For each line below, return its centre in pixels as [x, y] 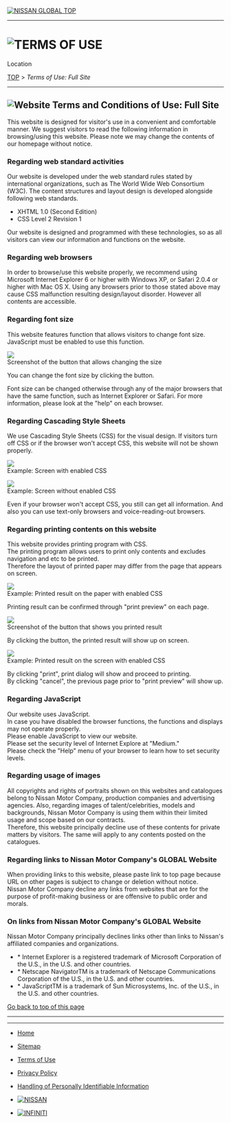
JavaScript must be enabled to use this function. [76, 342]
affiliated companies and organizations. [63, 944]
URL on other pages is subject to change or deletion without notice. [103, 882]
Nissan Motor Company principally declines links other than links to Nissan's [115, 936]
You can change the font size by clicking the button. [81, 375]
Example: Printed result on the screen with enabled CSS [86, 660]
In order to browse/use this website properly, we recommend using [102, 272]
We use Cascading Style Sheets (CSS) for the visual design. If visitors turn [112, 436]
